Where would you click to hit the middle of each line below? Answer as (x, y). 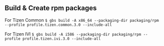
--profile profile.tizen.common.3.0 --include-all (58, 25)
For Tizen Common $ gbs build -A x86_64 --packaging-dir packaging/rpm (82, 20)
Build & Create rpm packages (51, 8)
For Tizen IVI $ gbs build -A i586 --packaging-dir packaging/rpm (73, 34)
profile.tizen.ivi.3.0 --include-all (62, 39)
